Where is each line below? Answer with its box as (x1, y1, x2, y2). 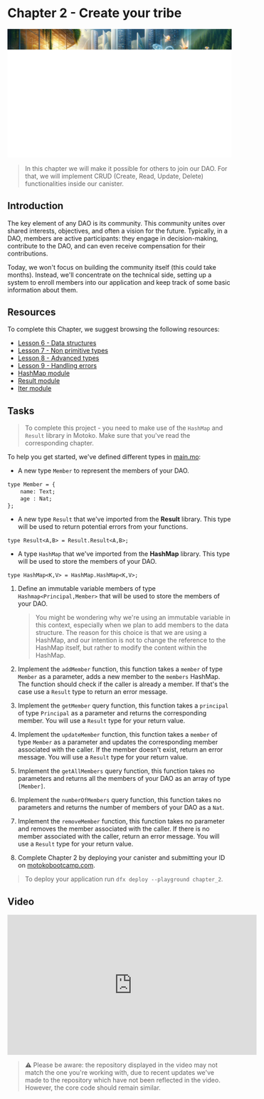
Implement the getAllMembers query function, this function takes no (17, 767, 215, 775)
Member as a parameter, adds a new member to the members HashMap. (17, 673, 221, 681)
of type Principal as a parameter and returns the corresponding (17, 709, 207, 717)
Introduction (7, 200, 64, 212)
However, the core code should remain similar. (24, 1083, 162, 1092)
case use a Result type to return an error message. (17, 688, 168, 696)
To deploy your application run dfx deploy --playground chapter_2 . (24, 875, 223, 883)
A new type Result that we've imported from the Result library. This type (17, 515, 231, 524)
